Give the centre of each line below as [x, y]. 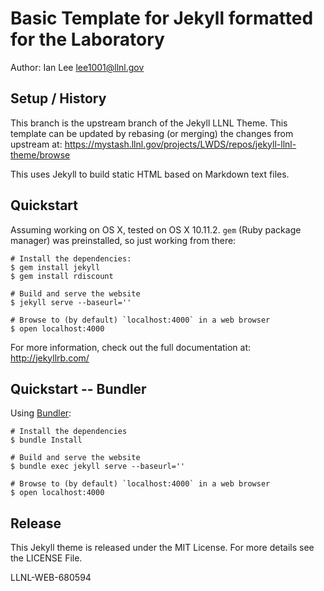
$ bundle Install [46, 440]
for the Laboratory [87, 39]
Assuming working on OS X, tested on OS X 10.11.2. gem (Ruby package [156, 229]
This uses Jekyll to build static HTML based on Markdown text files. [150, 174]
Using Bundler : [41, 413]
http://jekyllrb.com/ [50, 358]
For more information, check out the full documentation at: [131, 347]
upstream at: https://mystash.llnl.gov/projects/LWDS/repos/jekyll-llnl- [153, 144]
